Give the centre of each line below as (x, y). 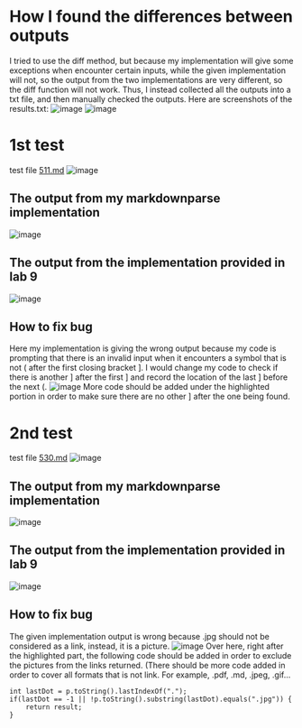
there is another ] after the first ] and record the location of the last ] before (149, 377)
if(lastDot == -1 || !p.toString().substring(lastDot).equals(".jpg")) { (151, 699)
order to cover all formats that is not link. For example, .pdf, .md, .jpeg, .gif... (150, 675)
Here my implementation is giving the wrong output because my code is (143, 348)
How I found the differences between (151, 17)
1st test (37, 145)
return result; (54, 707)
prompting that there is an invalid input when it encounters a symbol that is (148, 358)
